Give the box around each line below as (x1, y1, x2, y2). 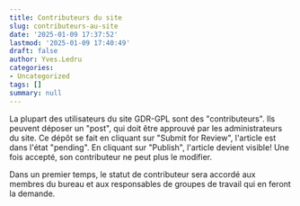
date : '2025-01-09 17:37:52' (9, 30, 119, 39)
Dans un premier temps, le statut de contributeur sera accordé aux (9, 168, 256, 180)
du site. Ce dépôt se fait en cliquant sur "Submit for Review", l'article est (9, 132, 277, 143)
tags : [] (9, 80, 42, 89)
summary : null (9, 88, 63, 97)
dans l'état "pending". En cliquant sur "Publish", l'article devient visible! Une (9, 141, 290, 153)
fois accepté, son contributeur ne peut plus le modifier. (9, 151, 213, 162)
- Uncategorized (9, 72, 70, 81)
